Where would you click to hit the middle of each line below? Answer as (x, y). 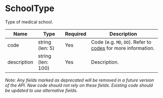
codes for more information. (123, 48)
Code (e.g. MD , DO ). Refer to (121, 42)
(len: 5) (46, 48)
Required (75, 33)
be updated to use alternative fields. (41, 90)
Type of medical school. (29, 22)
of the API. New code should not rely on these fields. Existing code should (79, 85)
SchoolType (30, 8)
